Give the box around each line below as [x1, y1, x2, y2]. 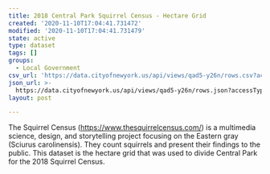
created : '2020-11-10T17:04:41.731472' [8, 19, 142, 27]
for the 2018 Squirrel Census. [8, 157, 105, 167]
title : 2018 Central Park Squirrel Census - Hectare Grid [8, 11, 207, 20]
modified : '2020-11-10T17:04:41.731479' [8, 26, 146, 34]
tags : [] [8, 49, 38, 57]
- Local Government [15, 64, 81, 72]
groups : [8, 57, 35, 65]
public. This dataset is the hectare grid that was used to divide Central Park [8, 148, 258, 158]
